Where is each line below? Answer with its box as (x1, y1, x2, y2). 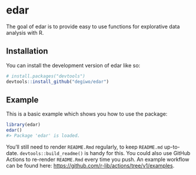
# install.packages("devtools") (6, 73, 85, 79)
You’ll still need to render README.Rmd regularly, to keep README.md (6, 143, 163, 150)
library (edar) (6, 122, 41, 128)
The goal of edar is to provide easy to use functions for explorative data (6, 23, 180, 30)
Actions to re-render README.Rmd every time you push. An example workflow (6, 156, 190, 163)
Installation (6, 46, 48, 56)
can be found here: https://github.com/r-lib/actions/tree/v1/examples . (6, 162, 175, 169)
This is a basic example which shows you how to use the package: (6, 110, 168, 117)
